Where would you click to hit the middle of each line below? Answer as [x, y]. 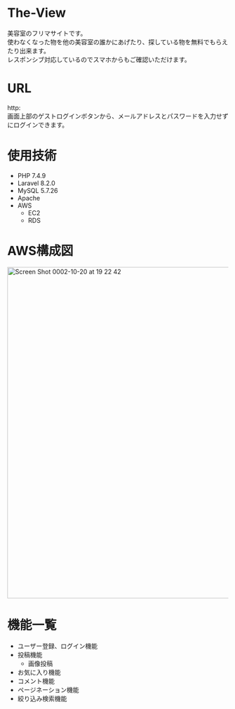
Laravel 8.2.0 [36, 183]
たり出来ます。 [29, 50]
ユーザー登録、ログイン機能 [58, 646]
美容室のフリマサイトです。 [47, 33]
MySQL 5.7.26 [38, 190]
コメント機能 [36, 681]
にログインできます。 [38, 125]
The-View [37, 13]
